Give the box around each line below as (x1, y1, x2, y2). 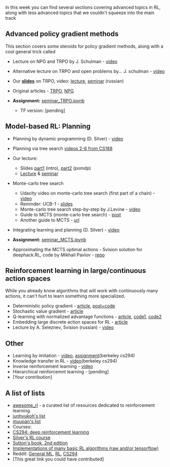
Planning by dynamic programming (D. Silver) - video (12, 135, 123, 141)
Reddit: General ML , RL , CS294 (12, 451, 78, 457)
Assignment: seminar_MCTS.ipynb (12, 237, 87, 243)
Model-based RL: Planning (5, 122, 91, 131)
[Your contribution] (12, 374, 52, 380)
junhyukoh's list (12, 413, 46, 419)
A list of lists (5, 388, 46, 397)
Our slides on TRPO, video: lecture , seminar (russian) (12, 78, 124, 84)
